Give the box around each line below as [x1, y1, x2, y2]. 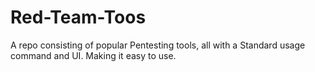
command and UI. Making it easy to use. [10, 49, 177, 61]
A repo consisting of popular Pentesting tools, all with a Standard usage [10, 39, 306, 51]
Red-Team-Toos [10, 6, 147, 29]
